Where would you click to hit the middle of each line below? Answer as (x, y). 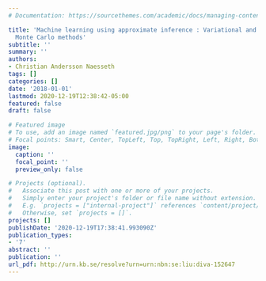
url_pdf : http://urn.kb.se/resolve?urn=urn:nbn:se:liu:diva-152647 (122, 264)
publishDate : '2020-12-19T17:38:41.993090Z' (83, 228)
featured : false (35, 104)
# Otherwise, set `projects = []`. (70, 213)
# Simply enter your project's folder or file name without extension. (133, 199)
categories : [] (33, 81)
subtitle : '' (30, 44)
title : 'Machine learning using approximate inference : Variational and (133, 30)
